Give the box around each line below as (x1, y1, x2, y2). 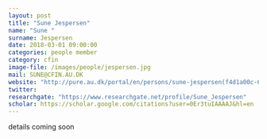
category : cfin (8, 56, 59, 64)
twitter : (8, 85, 37, 94)
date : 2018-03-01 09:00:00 (8, 41, 98, 49)
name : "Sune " (8, 26, 56, 34)
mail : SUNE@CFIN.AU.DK (8, 71, 83, 79)
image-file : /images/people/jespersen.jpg (8, 64, 151, 71)
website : (8, 78, 37, 86)
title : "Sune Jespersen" (8, 19, 91, 27)
